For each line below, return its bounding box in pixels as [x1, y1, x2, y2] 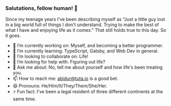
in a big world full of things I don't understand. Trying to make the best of [5, 22, 159, 28]
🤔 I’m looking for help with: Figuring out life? [12, 59, 106, 65]
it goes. [5, 33, 21, 39]
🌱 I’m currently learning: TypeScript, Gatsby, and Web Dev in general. [12, 48, 159, 54]
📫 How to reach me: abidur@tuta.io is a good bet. [12, 75, 118, 81]
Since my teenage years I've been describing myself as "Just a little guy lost [5, 16, 165, 23]
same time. [12, 96, 36, 102]
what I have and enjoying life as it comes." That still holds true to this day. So [5, 27, 166, 33]
